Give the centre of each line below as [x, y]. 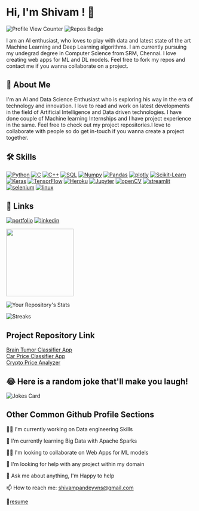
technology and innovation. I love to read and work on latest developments [98, 106]
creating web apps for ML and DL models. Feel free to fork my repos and [96, 59]
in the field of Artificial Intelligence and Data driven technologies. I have [94, 112]
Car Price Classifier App [36, 356]
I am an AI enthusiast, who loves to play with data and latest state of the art [99, 40]
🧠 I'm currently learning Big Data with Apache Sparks [72, 441]
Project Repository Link [51, 335]
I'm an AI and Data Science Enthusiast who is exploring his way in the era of [99, 99]
